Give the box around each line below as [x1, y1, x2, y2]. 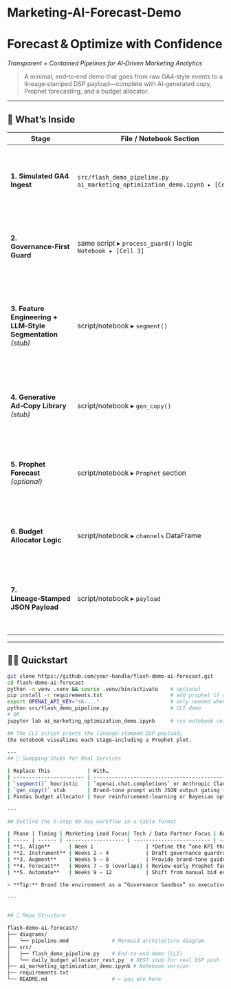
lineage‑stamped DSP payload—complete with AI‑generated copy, [23, 80, 212, 88]
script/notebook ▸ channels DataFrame [77, 531, 201, 540]
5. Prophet [10, 459, 46, 469]
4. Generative [10, 392, 56, 402]
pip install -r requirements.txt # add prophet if [7, 692, 220, 699]
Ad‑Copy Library [10, 401, 67, 410]
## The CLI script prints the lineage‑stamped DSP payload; [7, 730, 184, 737]
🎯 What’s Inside [7, 114, 76, 125]
